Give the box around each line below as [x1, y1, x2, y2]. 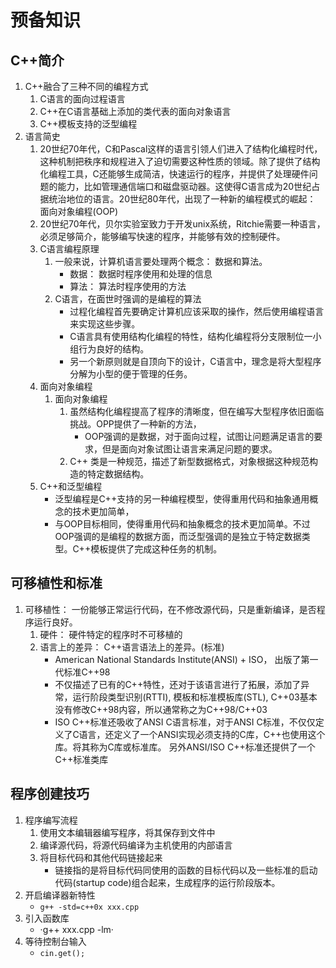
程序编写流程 [24, 814, 78, 826]
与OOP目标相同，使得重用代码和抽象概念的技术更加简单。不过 [54, 518, 311, 530]
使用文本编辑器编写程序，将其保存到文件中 [39, 826, 216, 838]
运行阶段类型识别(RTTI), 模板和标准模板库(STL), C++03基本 [72, 691, 318, 703]
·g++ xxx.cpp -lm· [39, 923, 114, 935]
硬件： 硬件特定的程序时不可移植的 [39, 628, 183, 640]
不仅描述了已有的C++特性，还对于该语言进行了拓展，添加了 [54, 678, 302, 690]
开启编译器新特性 [24, 889, 96, 901]
